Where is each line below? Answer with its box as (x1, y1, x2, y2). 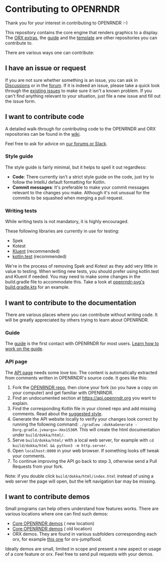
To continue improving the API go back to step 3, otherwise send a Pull (12, 458, 158, 464)
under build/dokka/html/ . (12, 432, 65, 438)
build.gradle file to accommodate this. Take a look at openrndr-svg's (5, 279, 145, 285)
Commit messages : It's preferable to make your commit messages (12, 184, 150, 190)
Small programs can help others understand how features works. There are (5, 506, 159, 511)
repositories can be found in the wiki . (5, 131, 81, 137)
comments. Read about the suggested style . (12, 410, 103, 417)
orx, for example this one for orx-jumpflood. (12, 536, 103, 542)
